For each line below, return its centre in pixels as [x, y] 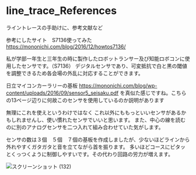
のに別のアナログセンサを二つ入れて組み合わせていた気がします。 [85, 127]
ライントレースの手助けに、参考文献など [55, 27]
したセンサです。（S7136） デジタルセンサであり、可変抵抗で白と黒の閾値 [99, 66]
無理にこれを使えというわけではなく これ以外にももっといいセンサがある [94, 113]
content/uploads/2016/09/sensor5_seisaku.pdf [62, 93]
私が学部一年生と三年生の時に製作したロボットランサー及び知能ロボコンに [95, 58]
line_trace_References [62, 11]
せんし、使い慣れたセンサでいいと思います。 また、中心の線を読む [106, 120]
